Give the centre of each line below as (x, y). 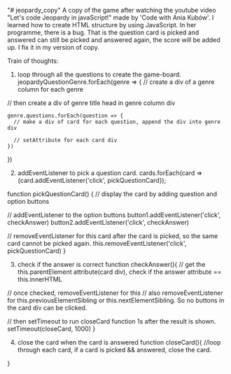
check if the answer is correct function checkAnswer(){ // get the (111, 264)
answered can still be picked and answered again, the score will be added (114, 40)
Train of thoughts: (33, 61)
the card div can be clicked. (47, 308)
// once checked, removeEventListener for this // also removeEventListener (115, 293)
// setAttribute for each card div (65, 140)
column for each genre (50, 89)
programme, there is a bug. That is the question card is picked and (103, 32)
